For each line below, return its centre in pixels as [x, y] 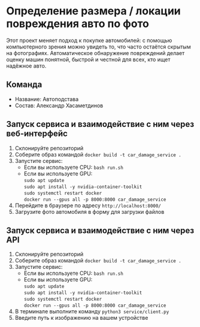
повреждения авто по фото [78, 24]
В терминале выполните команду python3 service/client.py [92, 311]
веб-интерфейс [37, 134]
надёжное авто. [26, 66]
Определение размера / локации [93, 11]
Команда [24, 85]
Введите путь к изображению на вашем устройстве [81, 318]
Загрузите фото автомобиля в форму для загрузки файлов [90, 211]
